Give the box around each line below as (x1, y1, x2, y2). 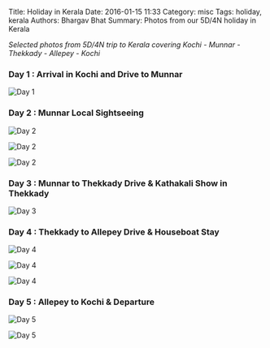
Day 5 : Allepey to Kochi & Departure (8, 296, 155, 307)
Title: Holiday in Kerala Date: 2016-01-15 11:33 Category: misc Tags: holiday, (8, 7, 263, 16)
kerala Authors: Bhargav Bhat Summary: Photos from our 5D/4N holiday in (8, 15, 256, 25)
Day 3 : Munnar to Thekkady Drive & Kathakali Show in (8, 178, 228, 189)
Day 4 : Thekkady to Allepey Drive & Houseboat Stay (8, 226, 220, 238)
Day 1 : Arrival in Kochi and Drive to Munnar (8, 68, 183, 79)
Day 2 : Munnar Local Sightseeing (8, 107, 145, 118)
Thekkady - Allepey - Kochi (8, 49, 100, 58)
